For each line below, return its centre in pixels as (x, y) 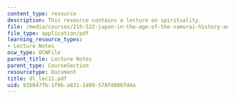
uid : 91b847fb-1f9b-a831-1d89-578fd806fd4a (72, 85)
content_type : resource (42, 14)
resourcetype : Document (42, 72)
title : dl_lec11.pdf (37, 78)
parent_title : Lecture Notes (50, 59)
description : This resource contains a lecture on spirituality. (104, 20)
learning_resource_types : (45, 40)
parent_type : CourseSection (48, 66)
